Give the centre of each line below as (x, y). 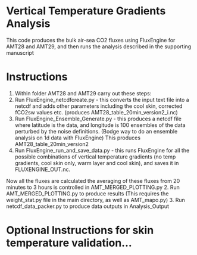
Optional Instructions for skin (80, 230)
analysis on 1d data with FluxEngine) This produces (78, 138)
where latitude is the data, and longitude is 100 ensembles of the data (100, 125)
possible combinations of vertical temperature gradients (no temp (95, 157)
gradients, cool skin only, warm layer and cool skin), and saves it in (97, 163)
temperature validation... (69, 243)
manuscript (20, 52)
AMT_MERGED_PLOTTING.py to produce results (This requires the (87, 193)
